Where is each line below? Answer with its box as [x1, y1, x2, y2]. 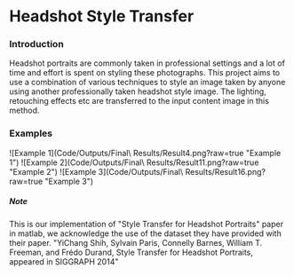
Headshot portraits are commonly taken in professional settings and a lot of [9, 58, 286, 68]
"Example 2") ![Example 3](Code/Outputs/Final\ [9, 166, 184, 177]
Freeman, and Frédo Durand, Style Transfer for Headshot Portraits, [9, 247, 253, 257]
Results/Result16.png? [185, 166, 266, 177]
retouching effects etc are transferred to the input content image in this [9, 96, 269, 106]
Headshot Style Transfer [9, 6, 195, 27]
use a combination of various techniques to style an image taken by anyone [9, 77, 286, 88]
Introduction [9, 38, 64, 51]
